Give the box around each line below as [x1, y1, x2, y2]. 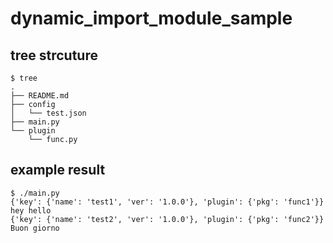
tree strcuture [10, 47, 98, 64]
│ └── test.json [10, 108, 87, 118]
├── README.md [10, 91, 70, 101]
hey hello [10, 205, 52, 216]
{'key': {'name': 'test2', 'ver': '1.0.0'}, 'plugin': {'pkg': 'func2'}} [10, 214, 325, 224]
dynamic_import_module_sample [10, 7, 293, 30]
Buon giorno [10, 223, 60, 233]
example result [10, 162, 106, 179]
